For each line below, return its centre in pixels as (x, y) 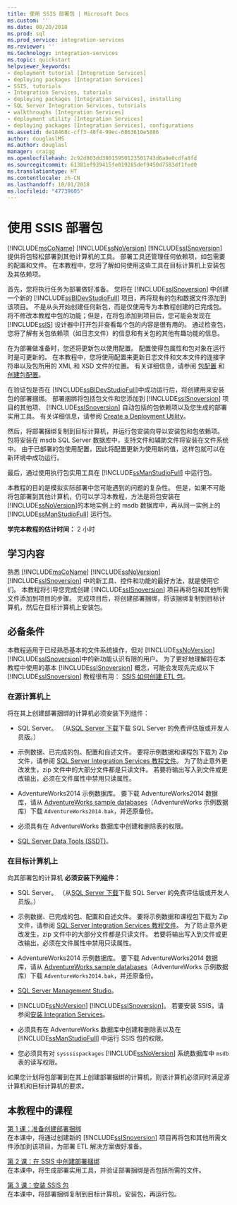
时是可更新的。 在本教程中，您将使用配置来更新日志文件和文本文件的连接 (113, 357)
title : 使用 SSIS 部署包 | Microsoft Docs (68, 14)
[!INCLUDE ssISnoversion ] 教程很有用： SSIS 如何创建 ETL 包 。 (98, 676)
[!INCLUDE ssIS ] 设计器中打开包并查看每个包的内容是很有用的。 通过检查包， (119, 325)
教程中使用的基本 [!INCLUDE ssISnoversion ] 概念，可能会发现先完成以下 (111, 667)
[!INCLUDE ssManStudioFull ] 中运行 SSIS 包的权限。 (92, 1038)
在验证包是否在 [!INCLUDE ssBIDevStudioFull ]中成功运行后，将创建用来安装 (116, 390)
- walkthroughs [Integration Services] (66, 112)
